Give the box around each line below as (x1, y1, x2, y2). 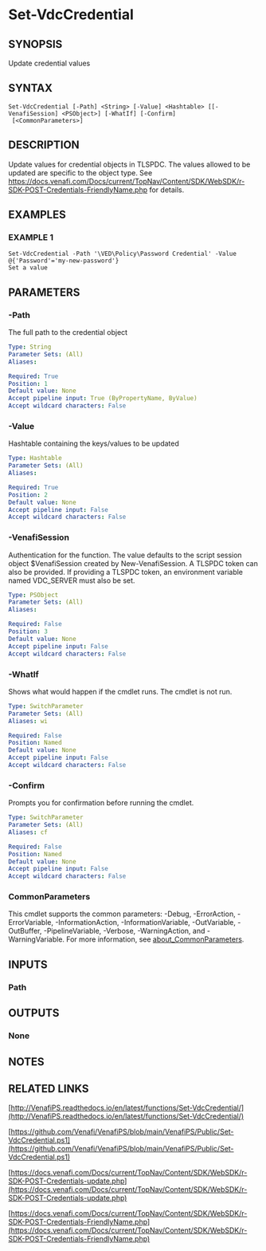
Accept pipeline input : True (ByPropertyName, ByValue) (8, 395, 198, 403)
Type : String (8, 343, 52, 351)
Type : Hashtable (8, 454, 62, 462)
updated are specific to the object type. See (8, 167, 153, 177)
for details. (149, 185, 185, 195)
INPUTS (8, 958, 48, 971)
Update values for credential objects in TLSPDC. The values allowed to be (8, 159, 251, 169)
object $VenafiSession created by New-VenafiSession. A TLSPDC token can (8, 558, 259, 568)
